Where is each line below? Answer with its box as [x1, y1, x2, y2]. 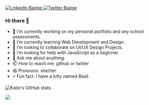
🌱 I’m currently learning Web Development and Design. [12, 39, 126, 45]
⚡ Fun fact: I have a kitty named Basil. [12, 73, 90, 79]
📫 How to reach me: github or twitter [12, 61, 89, 67]
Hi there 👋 [5, 17, 30, 24]
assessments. [12, 34, 41, 40]
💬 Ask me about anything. [12, 55, 66, 61]
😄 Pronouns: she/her [12, 68, 56, 74]
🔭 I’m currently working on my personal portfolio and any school [12, 28, 145, 34]
